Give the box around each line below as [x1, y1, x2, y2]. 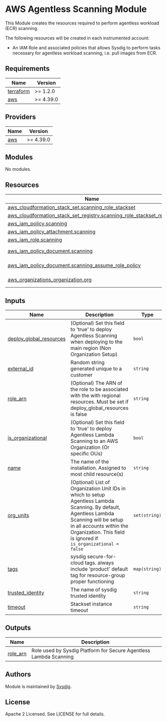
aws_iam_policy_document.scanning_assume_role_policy [7, 262, 141, 269]
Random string [70, 359, 105, 365]
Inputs [5, 296, 26, 305]
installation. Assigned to [70, 464, 127, 471]
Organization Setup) [70, 351, 118, 358]
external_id [7, 365, 34, 372]
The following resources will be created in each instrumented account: [5, 35, 150, 41]
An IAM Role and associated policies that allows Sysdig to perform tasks [12, 44, 161, 50]
